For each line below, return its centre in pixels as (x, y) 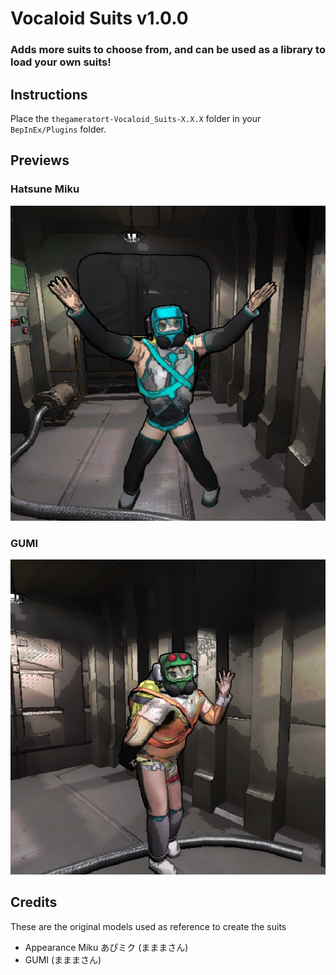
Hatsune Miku (45, 189)
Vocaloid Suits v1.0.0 (99, 18)
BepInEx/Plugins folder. (58, 129)
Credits (34, 902)
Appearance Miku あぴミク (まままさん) (106, 947)
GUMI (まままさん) (63, 959)
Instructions (49, 94)
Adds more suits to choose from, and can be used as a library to (168, 50)
